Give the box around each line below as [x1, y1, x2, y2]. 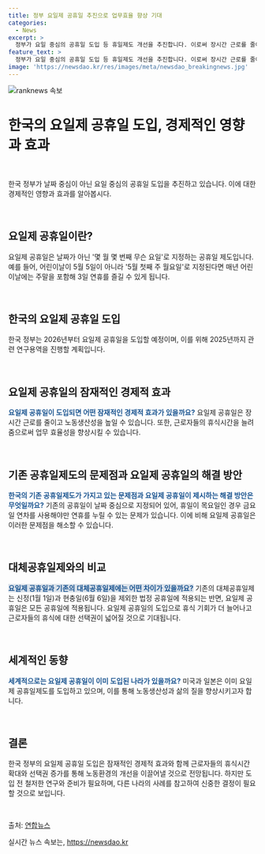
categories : [8, 19, 47, 27]
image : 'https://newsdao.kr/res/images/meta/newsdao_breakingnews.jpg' [8, 63, 248, 71]
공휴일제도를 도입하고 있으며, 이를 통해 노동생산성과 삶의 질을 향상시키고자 [16, 686, 244, 695]
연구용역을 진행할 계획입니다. [16, 344, 106, 354]
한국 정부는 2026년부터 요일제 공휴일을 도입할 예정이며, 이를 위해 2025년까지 [8, 335, 246, 344]
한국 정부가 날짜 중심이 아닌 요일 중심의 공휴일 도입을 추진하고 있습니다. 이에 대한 [8, 179, 256, 188]
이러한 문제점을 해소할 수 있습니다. [8, 520, 114, 529]
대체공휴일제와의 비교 [8, 561, 106, 574]
